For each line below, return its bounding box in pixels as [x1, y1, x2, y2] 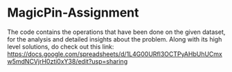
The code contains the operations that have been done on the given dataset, [7, 28, 226, 36]
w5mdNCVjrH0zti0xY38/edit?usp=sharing [7, 57, 128, 65]
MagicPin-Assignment [7, 5, 139, 21]
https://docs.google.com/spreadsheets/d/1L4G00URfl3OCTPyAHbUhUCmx [7, 50, 223, 58]
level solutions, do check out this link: [7, 42, 114, 51]
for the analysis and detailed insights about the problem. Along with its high [7, 35, 222, 43]
